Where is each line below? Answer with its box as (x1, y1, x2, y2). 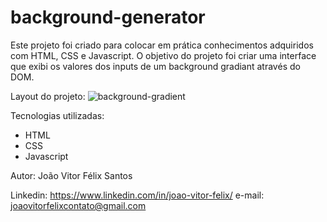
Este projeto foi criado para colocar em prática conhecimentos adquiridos (10, 39, 314, 51)
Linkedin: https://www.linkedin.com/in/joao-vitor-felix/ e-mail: (10, 189, 265, 201)
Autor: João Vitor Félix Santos (10, 169, 133, 181)
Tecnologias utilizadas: (10, 109, 105, 121)
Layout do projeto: (10, 90, 86, 102)
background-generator (10, 6, 206, 29)
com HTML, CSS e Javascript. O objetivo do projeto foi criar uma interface (10, 49, 317, 61)
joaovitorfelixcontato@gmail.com (10, 199, 147, 211)
